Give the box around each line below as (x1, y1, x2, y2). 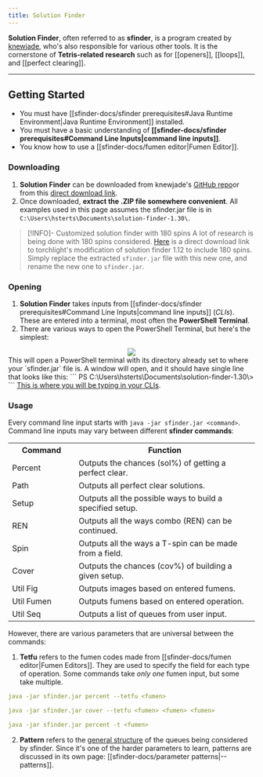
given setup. (78, 571, 124, 582)
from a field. (78, 548, 123, 559)
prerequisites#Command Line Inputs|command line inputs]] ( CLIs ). (19, 308, 235, 317)
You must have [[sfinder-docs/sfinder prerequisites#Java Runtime (19, 109, 233, 119)
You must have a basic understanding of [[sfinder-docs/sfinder (19, 126, 227, 135)
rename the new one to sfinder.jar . (27, 261, 145, 271)
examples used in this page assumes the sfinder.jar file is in (19, 205, 212, 214)
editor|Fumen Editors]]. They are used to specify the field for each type (19, 661, 250, 670)
